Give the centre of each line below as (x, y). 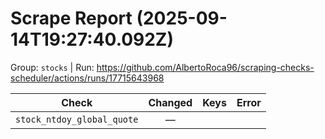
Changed (170, 102)
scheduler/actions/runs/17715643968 (87, 78)
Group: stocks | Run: (52, 67)
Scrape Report (71, 18)
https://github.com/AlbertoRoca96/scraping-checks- (205, 67)
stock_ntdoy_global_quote (77, 119)
